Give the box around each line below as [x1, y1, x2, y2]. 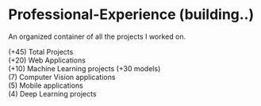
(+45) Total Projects [8, 47, 74, 56]
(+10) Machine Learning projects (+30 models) [8, 63, 161, 73]
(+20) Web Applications [8, 55, 86, 65]
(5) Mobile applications [8, 81, 83, 90]
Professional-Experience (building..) [8, 6, 255, 24]
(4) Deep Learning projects [8, 89, 97, 98]
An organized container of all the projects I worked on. [8, 32, 186, 41]
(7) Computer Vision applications [8, 72, 116, 81]
